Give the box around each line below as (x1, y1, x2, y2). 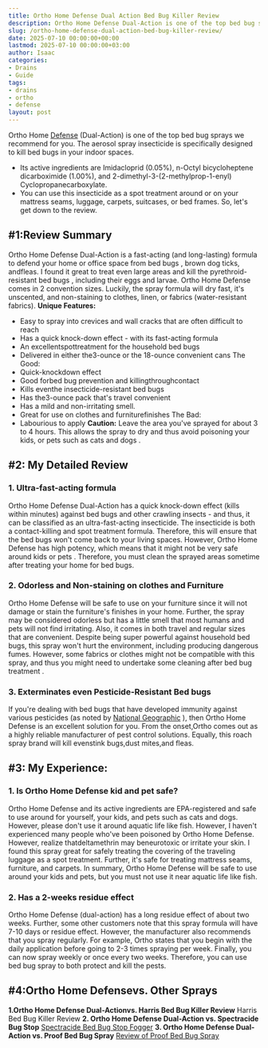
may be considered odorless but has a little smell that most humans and (8, 615, 245, 625)
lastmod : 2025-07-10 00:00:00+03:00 (8, 42, 130, 50)
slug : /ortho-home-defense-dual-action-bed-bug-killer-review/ (8, 26, 223, 34)
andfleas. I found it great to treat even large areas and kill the (8, 266, 209, 276)
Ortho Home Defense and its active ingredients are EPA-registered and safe (8, 803, 257, 813)
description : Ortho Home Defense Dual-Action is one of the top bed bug (8, 19, 255, 27)
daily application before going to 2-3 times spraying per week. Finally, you (8, 944, 252, 954)
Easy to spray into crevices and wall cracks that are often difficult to (19, 316, 243, 326)
